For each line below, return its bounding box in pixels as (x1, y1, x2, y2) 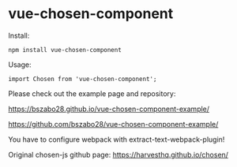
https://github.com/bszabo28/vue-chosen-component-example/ (8, 119, 219, 128)
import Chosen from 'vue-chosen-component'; (8, 75, 157, 83)
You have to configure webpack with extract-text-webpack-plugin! (8, 135, 225, 144)
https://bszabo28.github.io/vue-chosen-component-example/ (8, 104, 210, 113)
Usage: (8, 60, 32, 69)
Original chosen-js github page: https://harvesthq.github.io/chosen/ (8, 150, 229, 159)
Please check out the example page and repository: (8, 88, 176, 98)
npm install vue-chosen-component (8, 46, 122, 54)
